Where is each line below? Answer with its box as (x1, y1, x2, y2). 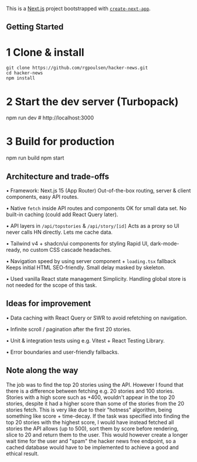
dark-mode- (150, 240, 180, 247)
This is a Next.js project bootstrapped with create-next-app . (6, 5, 151, 12)
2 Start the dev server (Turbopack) (6, 95, 179, 108)
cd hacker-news (6, 70, 43, 76)
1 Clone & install (6, 45, 84, 59)
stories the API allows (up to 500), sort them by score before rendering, (6, 425, 179, 432)
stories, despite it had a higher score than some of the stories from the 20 (6, 400, 185, 407)
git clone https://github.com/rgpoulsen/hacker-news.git (6, 65, 148, 71)
